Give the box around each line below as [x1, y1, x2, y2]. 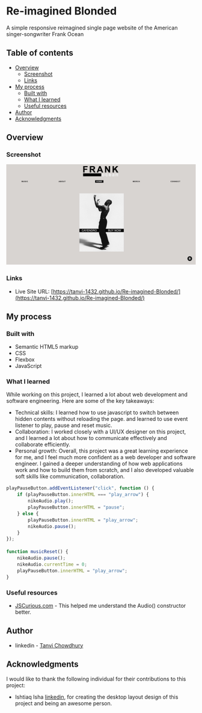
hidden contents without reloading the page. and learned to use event [14, 415, 188, 423]
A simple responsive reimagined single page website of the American [6, 24, 178, 31]
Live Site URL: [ [14, 287, 54, 295]
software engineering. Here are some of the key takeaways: [6, 397, 155, 405]
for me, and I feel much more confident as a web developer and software [14, 454, 196, 461]
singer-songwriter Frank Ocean [6, 30, 84, 37]
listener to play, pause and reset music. [14, 422, 112, 429]
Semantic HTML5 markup [14, 343, 79, 350]
